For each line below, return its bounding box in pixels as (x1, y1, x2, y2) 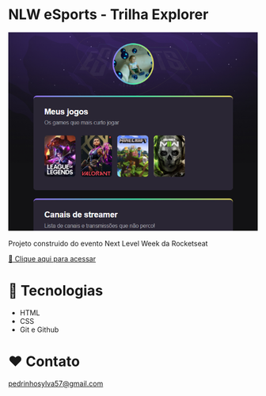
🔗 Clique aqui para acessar (8, 254, 97, 264)
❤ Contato (8, 352, 81, 371)
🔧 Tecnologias (8, 282, 104, 300)
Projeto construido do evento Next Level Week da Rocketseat (8, 239, 208, 249)
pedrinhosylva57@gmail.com (8, 379, 104, 388)
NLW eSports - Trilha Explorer (8, 6, 209, 24)
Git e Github (19, 325, 59, 334)
